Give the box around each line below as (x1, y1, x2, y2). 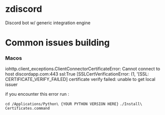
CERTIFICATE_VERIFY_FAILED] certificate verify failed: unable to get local (5, 77, 156, 82)
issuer (5, 81, 18, 87)
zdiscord (5, 3, 42, 15)
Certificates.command (5, 106, 50, 111)
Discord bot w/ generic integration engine (5, 20, 91, 26)
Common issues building (5, 37, 110, 48)
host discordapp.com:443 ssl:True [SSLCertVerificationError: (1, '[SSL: (5, 71, 149, 77)
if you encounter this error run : (5, 91, 70, 97)
